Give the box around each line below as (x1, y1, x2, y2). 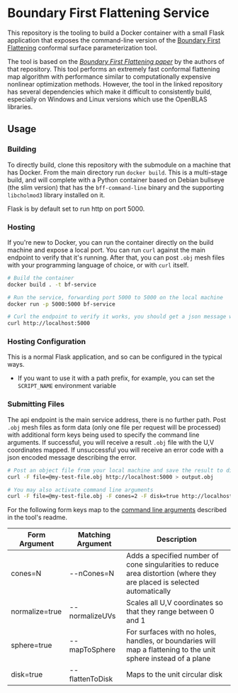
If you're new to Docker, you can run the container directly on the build (7, 238, 214, 246)
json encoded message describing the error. (7, 453, 137, 462)
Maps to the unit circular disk (126, 670, 223, 680)
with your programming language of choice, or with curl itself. (7, 260, 189, 269)
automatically (126, 587, 171, 597)
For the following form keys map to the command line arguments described (7, 506, 227, 514)
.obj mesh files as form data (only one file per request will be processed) (7, 423, 221, 431)
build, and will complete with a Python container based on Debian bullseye (7, 175, 225, 184)
